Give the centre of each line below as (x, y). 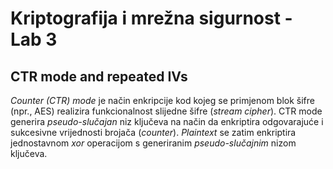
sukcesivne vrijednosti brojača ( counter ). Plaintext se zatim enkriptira (153, 132)
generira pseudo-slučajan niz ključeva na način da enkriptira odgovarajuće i (167, 121)
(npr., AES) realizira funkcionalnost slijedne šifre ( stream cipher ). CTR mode (166, 111)
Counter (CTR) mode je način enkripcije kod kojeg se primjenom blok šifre (162, 100)
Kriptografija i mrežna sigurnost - (151, 18)
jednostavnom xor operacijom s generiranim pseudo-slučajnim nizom (153, 143)
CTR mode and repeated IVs (99, 76)
